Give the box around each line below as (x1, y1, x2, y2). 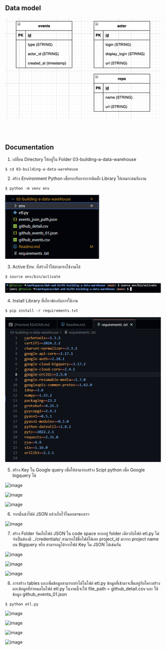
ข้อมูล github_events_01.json (12, 591, 67, 597)
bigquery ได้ (12, 472, 37, 478)
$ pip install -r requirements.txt (5, 308, 79, 313)
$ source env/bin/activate (5, 274, 61, 279)
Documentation (5, 143, 54, 152)
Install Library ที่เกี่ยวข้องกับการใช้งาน (12, 298, 78, 304)
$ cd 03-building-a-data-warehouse (5, 166, 79, 172)
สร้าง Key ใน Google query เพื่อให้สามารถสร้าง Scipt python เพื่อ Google (12, 467, 145, 473)
